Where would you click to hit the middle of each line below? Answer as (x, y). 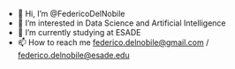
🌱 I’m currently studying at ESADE (79, 32)
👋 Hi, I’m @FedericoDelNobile (71, 14)
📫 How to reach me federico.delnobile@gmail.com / (113, 42)
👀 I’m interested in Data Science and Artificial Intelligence (122, 23)
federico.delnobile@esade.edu (73, 55)
